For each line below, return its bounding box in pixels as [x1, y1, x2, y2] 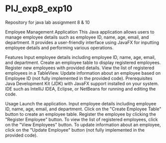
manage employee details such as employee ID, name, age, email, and [5, 34, 149, 40]
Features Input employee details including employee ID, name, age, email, [5, 54, 156, 60]
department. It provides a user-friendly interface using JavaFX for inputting [5, 39, 160, 45]
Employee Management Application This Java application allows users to [5, 29, 155, 35]
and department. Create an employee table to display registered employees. [5, 59, 161, 65]
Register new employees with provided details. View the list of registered [5, 65, 155, 71]
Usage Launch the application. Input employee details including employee [5, 100, 157, 106]
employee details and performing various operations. [5, 45, 114, 50]
